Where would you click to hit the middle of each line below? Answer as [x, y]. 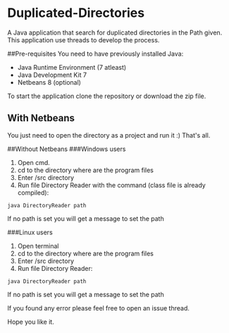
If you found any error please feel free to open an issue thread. [99, 308]
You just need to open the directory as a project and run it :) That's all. [109, 135]
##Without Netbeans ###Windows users [67, 149]
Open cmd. [34, 162]
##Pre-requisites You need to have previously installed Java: [95, 54]
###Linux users [30, 232]
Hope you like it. [31, 322]
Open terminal [38, 246]
